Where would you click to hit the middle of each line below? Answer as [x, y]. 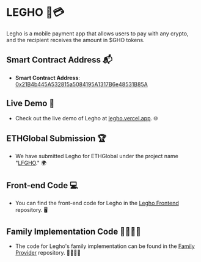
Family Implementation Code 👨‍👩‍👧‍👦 [74, 231]
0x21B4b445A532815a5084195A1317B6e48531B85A [81, 84]
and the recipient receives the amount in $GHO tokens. [75, 40]
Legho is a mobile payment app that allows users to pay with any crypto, [97, 33]
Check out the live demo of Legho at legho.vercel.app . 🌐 [86, 118]
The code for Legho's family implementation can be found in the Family [105, 246]
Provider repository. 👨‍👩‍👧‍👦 [48, 253]
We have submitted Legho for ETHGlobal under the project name [97, 156]
